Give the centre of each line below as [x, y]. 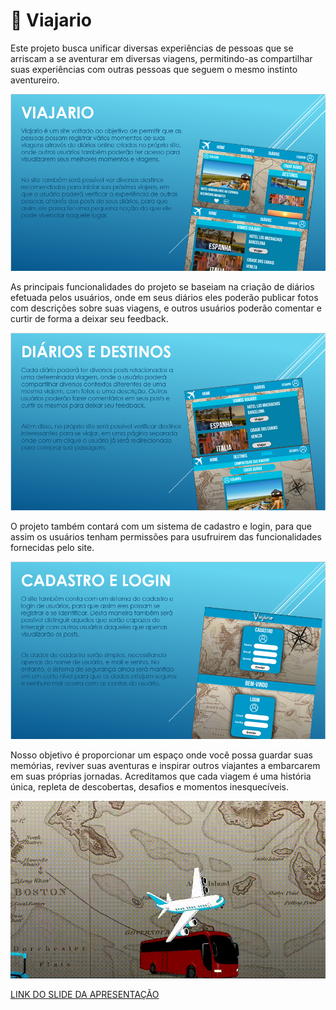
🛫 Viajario [51, 20]
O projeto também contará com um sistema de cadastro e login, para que [161, 526]
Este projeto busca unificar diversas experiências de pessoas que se [152, 48]
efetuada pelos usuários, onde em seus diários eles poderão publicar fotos [164, 298]
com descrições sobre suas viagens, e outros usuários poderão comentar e [166, 308]
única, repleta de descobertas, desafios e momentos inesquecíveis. [150, 787]
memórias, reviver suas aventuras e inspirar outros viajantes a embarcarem [165, 765]
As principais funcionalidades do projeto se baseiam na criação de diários [162, 287]
